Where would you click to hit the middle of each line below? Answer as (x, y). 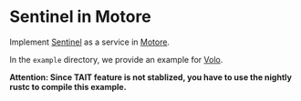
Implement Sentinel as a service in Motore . (90, 42)
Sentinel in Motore (81, 17)
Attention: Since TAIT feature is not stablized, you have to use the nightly (150, 77)
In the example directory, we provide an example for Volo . (116, 59)
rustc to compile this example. (68, 86)
